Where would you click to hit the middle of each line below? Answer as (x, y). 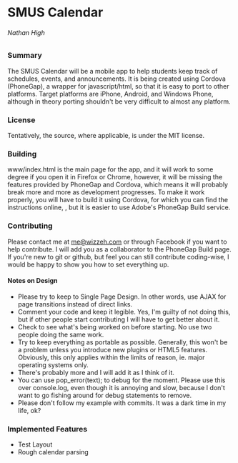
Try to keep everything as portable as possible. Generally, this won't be (123, 342)
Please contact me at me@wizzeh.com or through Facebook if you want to (117, 242)
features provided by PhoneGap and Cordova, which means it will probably (118, 185)
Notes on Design (33, 281)
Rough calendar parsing (53, 452)
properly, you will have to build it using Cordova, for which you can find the (118, 200)
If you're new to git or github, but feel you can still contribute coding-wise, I (119, 257)
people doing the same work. (61, 334)
